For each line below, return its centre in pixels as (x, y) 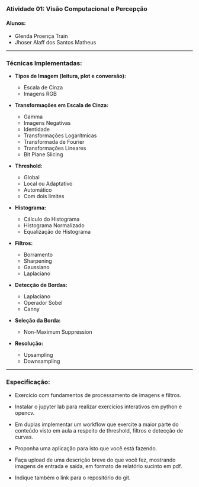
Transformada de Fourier (54, 142)
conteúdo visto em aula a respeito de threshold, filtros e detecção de (99, 430)
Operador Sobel (43, 303)
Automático (38, 190)
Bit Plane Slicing (43, 154)
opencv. (25, 412)
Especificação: (28, 382)
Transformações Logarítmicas (60, 136)
